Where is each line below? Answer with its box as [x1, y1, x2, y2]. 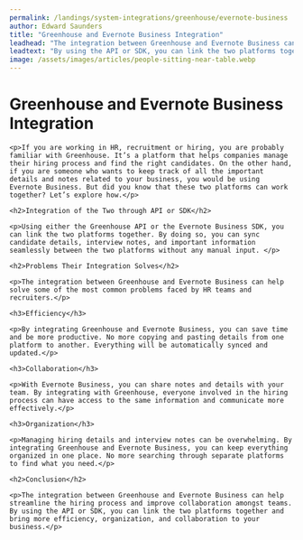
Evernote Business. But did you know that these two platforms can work [9, 182, 289, 191]
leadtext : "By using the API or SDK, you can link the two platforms [9, 47, 277, 56]
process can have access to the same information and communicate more [9, 396, 284, 405]
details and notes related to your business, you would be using [9, 174, 260, 183]
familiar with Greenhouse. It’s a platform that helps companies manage [9, 151, 289, 160]
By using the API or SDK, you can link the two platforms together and [9, 507, 284, 516]
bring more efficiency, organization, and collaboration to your [9, 514, 260, 524]
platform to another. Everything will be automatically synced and [9, 340, 269, 349]
